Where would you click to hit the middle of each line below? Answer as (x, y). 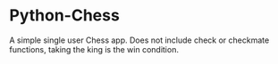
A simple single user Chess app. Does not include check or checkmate (139, 40)
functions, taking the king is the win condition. (94, 49)
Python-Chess (65, 16)
